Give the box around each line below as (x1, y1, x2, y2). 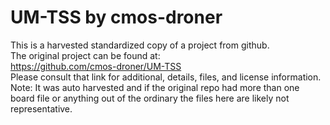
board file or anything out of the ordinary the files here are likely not (10, 92, 290, 104)
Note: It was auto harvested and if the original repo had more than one (10, 81, 300, 93)
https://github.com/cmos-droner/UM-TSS (10, 60, 182, 72)
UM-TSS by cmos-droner (10, 6, 223, 29)
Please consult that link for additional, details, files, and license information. (10, 71, 322, 83)
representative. (10, 102, 73, 115)
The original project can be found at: (10, 49, 161, 61)
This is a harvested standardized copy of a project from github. (10, 39, 270, 51)
